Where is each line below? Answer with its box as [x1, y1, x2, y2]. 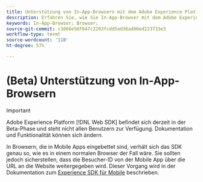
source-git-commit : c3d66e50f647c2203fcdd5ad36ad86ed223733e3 [6, 25, 166, 32]
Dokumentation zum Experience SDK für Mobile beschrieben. [6, 169, 159, 176]
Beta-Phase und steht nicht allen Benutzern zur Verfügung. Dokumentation [6, 125, 193, 132]
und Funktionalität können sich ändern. [6, 131, 103, 138]
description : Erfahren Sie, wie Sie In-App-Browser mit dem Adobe [6, 15, 177, 21]
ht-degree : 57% [6, 43, 45, 49]
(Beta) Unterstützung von [6, 74, 137, 88]
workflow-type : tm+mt [6, 31, 61, 37]
